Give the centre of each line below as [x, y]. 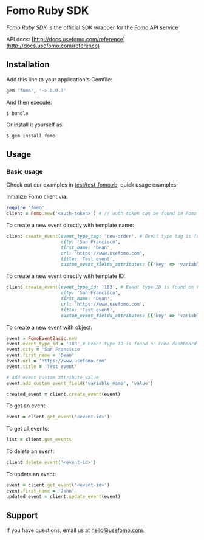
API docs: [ [20, 39]
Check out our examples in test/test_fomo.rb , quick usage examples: [92, 185]
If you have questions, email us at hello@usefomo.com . [75, 530]
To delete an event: [30, 451]
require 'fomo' [25, 208]
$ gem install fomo [31, 136]
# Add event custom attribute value [53, 378]
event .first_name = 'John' [40, 491]
